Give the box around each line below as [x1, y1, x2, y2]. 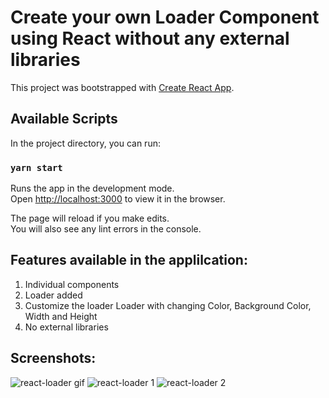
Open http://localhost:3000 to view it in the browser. [10, 193, 226, 205]
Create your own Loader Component [10, 6, 320, 29]
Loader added [24, 289, 83, 301]
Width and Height [24, 310, 98, 322]
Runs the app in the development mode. [10, 182, 175, 195]
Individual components [24, 278, 120, 290]
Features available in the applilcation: [10, 252, 248, 269]
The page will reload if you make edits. [10, 212, 170, 225]
